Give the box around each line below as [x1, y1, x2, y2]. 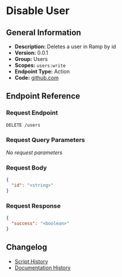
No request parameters [6, 148, 63, 156]
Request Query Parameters [6, 136, 85, 144]
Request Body [6, 163, 47, 171]
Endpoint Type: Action [14, 68, 70, 75]
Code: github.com [14, 75, 59, 81]
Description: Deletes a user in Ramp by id [14, 43, 116, 50]
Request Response [6, 201, 61, 210]
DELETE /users [6, 122, 41, 128]
